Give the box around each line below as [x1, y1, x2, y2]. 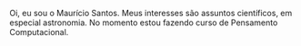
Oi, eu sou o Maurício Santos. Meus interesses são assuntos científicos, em [9, 8, 293, 18]
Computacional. [9, 27, 69, 37]
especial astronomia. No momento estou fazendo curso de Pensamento [9, 17, 278, 28]
